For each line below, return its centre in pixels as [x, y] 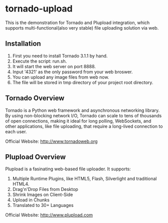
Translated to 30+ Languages [43, 205]
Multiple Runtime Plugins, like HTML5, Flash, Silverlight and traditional [85, 179]
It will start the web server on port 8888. [54, 66]
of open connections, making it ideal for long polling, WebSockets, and [78, 121]
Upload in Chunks [31, 200]
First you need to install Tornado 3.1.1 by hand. [60, 56]
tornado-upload [39, 9]
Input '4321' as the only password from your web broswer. [72, 72]
